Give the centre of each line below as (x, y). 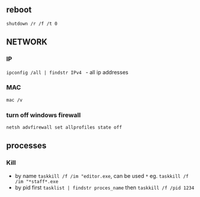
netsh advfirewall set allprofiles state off (64, 128)
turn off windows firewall (44, 115)
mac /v (14, 100)
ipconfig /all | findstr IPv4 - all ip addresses (67, 72)
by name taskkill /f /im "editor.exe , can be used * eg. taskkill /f (102, 175)
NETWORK (27, 42)
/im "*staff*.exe (37, 181)
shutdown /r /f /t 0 (32, 23)
